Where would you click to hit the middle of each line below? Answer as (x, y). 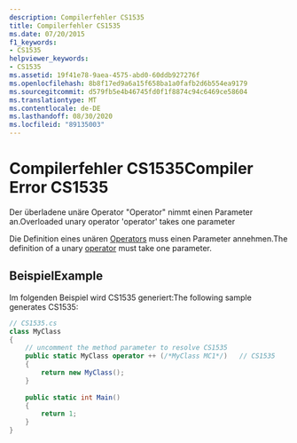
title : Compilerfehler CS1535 (65, 26)
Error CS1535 (59, 188)
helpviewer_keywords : (49, 59)
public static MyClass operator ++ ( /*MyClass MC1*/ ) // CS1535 (150, 356)
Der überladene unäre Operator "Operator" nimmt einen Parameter (131, 212)
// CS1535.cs (33, 323)
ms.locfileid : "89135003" (57, 125)
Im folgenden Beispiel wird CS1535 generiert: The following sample (131, 297)
